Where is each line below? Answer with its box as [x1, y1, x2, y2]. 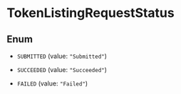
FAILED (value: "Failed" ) [16, 79, 88, 88]
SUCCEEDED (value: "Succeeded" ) [16, 66, 108, 74]
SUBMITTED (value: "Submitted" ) [16, 52, 108, 60]
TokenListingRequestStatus [6, 5, 175, 21]
